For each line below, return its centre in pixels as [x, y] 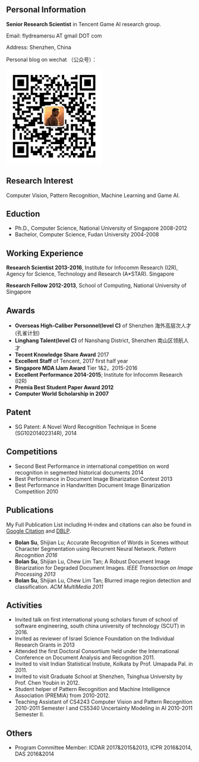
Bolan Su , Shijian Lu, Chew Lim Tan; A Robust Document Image [92, 561]
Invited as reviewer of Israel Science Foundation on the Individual [94, 639]
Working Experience [45, 253]
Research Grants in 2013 [45, 645]
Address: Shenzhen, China [39, 47]
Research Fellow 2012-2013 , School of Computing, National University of [97, 286]
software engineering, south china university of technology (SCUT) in [100, 626]
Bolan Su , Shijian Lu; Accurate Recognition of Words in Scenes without [102, 542]
